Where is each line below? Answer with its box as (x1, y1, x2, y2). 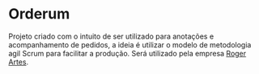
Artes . (8, 57, 29, 67)
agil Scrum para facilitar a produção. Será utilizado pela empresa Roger (8, 48, 247, 58)
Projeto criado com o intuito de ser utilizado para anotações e (8, 31, 214, 41)
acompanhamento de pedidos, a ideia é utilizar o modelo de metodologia (8, 39, 252, 49)
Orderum (8, 5, 70, 23)
